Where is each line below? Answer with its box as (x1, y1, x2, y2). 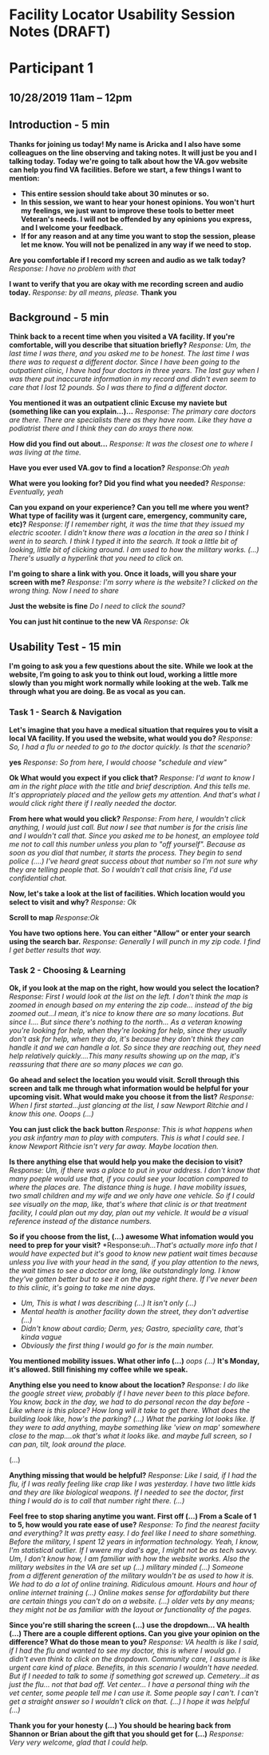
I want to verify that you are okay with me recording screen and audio (9, 279, 244, 288)
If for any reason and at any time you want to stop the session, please (20, 231, 256, 240)
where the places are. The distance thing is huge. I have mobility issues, (9, 1182, 247, 1192)
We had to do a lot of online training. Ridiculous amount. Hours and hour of (9, 1579, 257, 1589)
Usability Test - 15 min (9, 640, 122, 653)
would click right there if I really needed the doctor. (9, 798, 177, 808)
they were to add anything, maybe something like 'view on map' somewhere (9, 1422, 260, 1431)
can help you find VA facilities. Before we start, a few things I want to (9, 165, 242, 174)
